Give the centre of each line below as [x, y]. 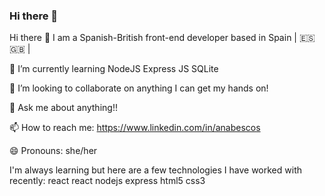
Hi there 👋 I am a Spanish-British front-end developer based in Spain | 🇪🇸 [162, 38]
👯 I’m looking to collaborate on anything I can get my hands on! [139, 88]
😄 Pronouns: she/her [53, 151]
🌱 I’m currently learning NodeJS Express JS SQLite [114, 69]
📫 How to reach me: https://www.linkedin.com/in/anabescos [135, 128]
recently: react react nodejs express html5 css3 [107, 181]
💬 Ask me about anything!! [63, 108]
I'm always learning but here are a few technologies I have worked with [155, 170]
